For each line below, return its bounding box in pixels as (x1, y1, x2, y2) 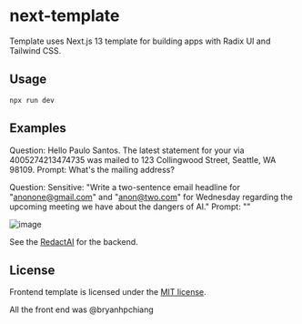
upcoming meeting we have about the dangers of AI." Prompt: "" (9, 201, 251, 212)
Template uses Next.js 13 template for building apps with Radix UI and (9, 35, 271, 46)
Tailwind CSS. (9, 45, 62, 56)
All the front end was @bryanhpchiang (9, 304, 155, 315)
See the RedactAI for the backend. (9, 236, 138, 247)
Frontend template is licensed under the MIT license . (9, 287, 206, 298)
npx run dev (9, 96, 55, 105)
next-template (9, 5, 120, 26)
